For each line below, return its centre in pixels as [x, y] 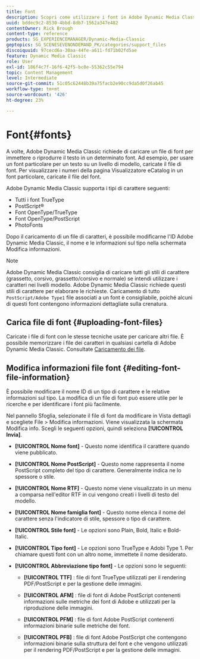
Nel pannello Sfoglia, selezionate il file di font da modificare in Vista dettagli [99, 416]
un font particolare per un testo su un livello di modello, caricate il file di [94, 164]
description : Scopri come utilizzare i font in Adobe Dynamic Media [93, 17]
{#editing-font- [152, 368]
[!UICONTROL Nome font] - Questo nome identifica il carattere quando [102, 446]
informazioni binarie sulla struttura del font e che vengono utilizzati [105, 644]
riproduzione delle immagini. [59, 608]
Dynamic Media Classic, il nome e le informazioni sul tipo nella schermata [96, 243]
